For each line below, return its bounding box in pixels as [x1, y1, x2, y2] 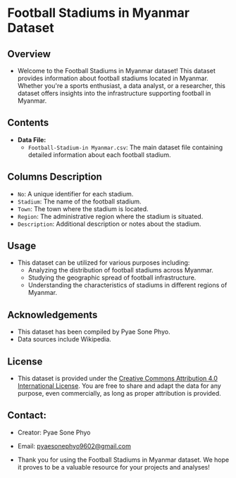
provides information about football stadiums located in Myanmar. [17, 74, 209, 82]
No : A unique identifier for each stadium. [17, 189, 134, 198]
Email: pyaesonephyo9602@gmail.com [17, 441, 132, 450]
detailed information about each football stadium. [27, 150, 171, 159]
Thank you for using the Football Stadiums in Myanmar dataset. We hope [17, 455, 230, 464]
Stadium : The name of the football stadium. [17, 197, 142, 206]
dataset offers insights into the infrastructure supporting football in [17, 89, 211, 97]
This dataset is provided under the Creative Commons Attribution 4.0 [17, 375, 218, 383]
